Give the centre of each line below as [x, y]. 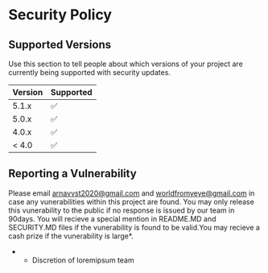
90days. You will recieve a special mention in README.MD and [112, 218]
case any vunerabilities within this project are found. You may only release [132, 201]
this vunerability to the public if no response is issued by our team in [122, 210]
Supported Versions [60, 45]
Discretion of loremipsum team [83, 260]
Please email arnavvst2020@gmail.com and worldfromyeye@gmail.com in [132, 193]
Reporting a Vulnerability [72, 174]
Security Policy [60, 15]
